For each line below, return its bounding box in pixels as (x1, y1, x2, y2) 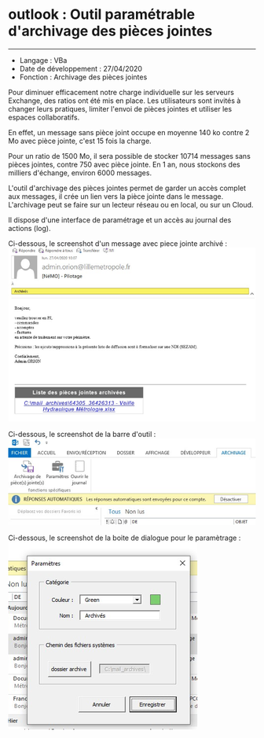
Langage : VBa (19, 55, 68, 64)
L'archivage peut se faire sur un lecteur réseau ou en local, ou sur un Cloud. (8, 200, 254, 209)
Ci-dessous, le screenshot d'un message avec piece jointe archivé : (8, 238, 228, 248)
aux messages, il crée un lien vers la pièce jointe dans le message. (8, 191, 224, 201)
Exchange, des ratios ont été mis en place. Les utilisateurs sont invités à (8, 96, 241, 105)
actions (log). (8, 223, 51, 233)
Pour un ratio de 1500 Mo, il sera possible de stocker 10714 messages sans (8, 151, 251, 160)
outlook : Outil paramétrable (8, 6, 195, 24)
